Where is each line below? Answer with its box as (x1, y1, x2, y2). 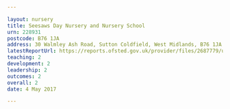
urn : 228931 (7, 29, 41, 35)
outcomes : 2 (7, 73, 41, 80)
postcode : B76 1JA (7, 35, 60, 42)
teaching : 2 (7, 54, 41, 61)
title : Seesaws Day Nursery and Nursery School (7, 22, 146, 29)
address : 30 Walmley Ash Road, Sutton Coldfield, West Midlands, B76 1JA (7, 42, 222, 48)
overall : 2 (7, 79, 38, 86)
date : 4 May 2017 (7, 86, 57, 93)
